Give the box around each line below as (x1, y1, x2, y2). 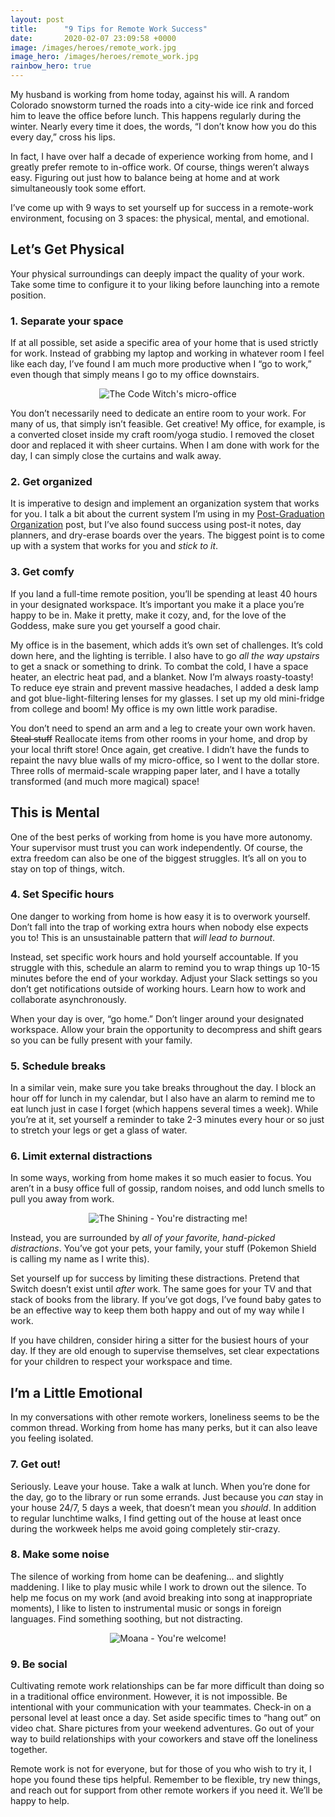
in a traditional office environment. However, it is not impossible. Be (10, 1691, 288, 1703)
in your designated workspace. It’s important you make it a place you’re (10, 598, 305, 610)
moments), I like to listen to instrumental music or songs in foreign (10, 1602, 282, 1614)
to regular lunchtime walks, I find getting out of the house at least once (10, 1512, 302, 1524)
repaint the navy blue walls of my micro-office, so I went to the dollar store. (10, 754, 320, 766)
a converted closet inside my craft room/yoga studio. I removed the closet (10, 429, 315, 441)
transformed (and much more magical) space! (10, 775, 200, 787)
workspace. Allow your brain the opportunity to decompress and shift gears (10, 1023, 323, 1035)
